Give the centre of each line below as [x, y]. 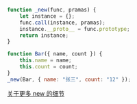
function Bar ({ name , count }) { [55, 54]
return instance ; [44, 35]
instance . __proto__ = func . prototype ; [75, 29]
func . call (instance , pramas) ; [63, 23]
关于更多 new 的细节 [36, 93]
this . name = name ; [46, 61]
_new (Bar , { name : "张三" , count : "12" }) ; [69, 79]
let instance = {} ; [47, 16]
